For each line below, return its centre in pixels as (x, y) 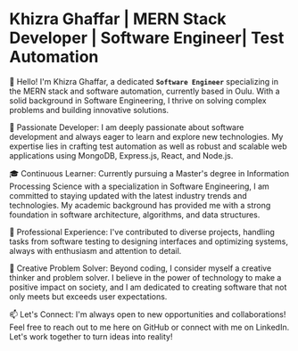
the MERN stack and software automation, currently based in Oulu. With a (145, 91)
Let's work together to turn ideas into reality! (91, 336)
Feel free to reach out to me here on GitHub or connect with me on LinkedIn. (149, 327)
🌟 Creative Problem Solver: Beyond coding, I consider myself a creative (141, 268)
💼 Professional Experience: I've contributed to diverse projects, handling (142, 232)
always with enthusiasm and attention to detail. (95, 250)
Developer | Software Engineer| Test (147, 38)
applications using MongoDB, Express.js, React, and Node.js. (121, 155)
